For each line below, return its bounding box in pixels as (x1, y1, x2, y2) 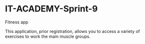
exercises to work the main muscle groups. (5, 33, 91, 39)
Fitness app (5, 19, 29, 25)
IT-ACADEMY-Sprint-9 (5, 3, 98, 14)
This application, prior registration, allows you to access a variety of (5, 28, 140, 34)
